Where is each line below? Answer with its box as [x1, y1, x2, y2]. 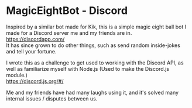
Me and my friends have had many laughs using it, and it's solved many [6, 89, 179, 96]
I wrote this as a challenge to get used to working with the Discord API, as [6, 59, 184, 66]
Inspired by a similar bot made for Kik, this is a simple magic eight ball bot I [6, 23, 186, 30]
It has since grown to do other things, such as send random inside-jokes [6, 42, 180, 49]
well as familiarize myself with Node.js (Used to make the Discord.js [6, 65, 170, 72]
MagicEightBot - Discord [6, 4, 128, 17]
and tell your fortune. [6, 48, 57, 55]
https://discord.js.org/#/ [6, 77, 64, 85]
